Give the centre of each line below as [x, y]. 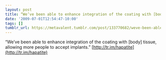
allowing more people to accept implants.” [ [49, 47]
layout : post [19, 10]
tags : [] [14, 23]
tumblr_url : [17, 28]
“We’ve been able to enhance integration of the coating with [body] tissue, [81, 42]
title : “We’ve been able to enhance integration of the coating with [78, 14]
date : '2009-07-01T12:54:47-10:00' [42, 19]
